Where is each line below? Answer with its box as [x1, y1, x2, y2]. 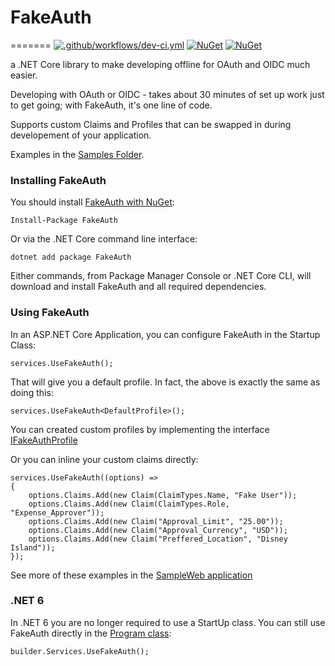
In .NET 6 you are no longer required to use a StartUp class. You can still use [10, 616, 326, 628]
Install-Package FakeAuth [10, 216, 118, 226]
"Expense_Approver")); [10, 507, 105, 518]
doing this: [10, 386, 54, 398]
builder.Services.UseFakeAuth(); [10, 646, 150, 656]
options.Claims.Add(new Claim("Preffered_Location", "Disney [28, 534, 288, 544]
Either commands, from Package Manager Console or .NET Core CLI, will [10, 270, 312, 282]
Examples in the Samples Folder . [10, 148, 145, 160]
